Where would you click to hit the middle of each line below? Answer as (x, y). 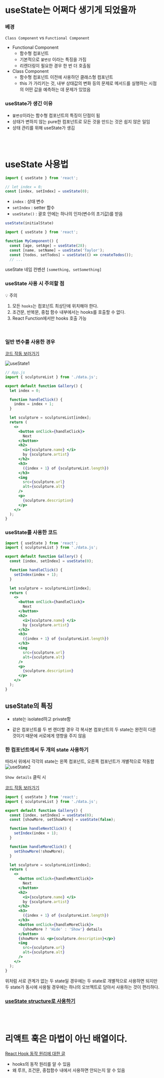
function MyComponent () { (32, 241)
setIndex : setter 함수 (33, 208)
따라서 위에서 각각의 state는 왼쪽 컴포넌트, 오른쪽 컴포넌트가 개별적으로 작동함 (80, 761)
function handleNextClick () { (40, 829)
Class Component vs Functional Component (47, 38)
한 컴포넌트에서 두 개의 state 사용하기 (47, 750)
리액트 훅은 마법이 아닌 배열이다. (66, 1039)
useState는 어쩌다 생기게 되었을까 (71, 10)
